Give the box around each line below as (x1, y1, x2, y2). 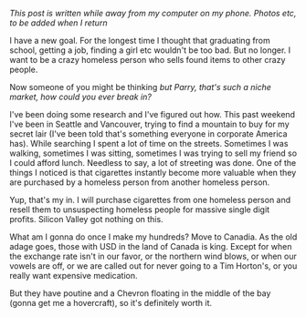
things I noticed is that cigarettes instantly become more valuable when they (9, 168, 297, 178)
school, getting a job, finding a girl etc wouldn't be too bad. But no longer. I (9, 45, 291, 56)
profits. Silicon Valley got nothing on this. (9, 214, 164, 224)
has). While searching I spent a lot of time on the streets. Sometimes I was (9, 138, 289, 148)
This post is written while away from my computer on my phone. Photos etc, (9, 8, 297, 18)
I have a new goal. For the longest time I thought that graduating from (9, 36, 271, 46)
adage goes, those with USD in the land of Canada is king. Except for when (9, 241, 292, 251)
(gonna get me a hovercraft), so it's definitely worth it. (9, 298, 213, 308)
